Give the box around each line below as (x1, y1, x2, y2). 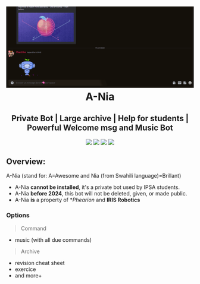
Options (6, 211, 30, 219)
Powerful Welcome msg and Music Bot (26, 123, 174, 133)
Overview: (6, 156, 46, 166)
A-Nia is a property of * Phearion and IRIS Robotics (14, 196, 140, 204)
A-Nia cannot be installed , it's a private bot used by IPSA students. (14, 184, 180, 191)
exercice (14, 266, 36, 273)
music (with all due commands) (14, 236, 92, 243)
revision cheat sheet (14, 259, 65, 266)
